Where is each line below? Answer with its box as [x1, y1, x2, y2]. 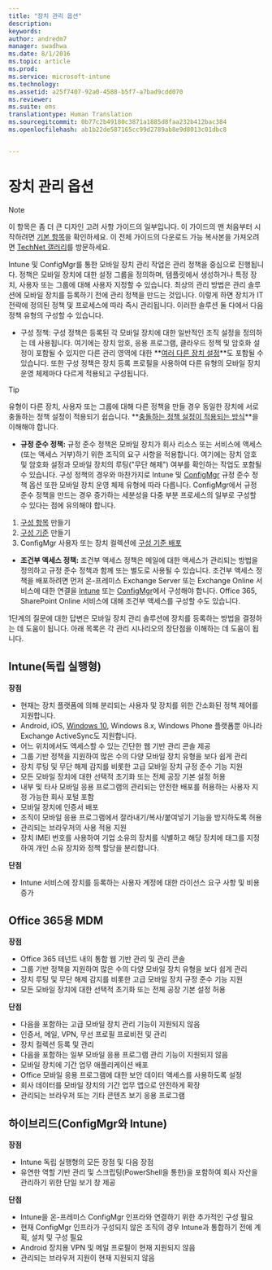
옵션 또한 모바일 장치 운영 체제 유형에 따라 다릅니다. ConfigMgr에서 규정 [28, 480, 257, 490]
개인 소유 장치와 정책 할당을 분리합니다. [35, 842, 160, 852]
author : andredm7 [8, 34, 67, 43]
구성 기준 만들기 [19, 527, 71, 538]
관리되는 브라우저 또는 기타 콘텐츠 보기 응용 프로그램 [19, 1091, 185, 1101]
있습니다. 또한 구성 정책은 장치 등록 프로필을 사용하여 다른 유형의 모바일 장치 [19, 358, 261, 367]
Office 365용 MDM [8, 913, 104, 927]
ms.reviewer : [8, 95, 53, 103]
